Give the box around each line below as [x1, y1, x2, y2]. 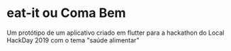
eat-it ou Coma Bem [6, 5, 126, 21]
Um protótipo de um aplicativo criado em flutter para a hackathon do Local [6, 28, 225, 37]
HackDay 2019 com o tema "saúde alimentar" [6, 35, 140, 44]
